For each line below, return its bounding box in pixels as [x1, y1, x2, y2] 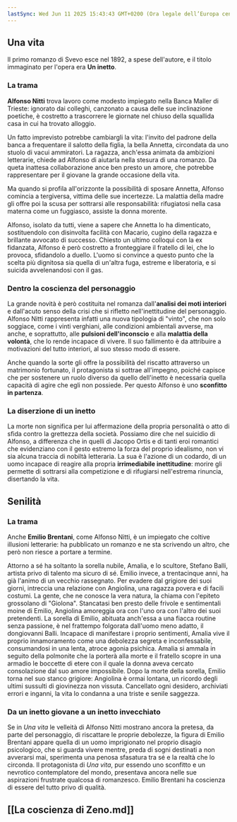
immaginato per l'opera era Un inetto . [7, 63, 117, 72]
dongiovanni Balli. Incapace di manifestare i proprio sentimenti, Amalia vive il [7, 629, 230, 638]
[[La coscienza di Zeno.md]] [7, 804, 134, 816]
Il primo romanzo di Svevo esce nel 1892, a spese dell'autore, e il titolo [7, 55, 212, 64]
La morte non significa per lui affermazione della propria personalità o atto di [7, 422, 230, 430]
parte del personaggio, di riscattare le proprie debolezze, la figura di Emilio [7, 731, 225, 739]
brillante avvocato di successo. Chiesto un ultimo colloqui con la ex [7, 235, 203, 244]
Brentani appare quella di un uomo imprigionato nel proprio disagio [7, 738, 202, 747]
